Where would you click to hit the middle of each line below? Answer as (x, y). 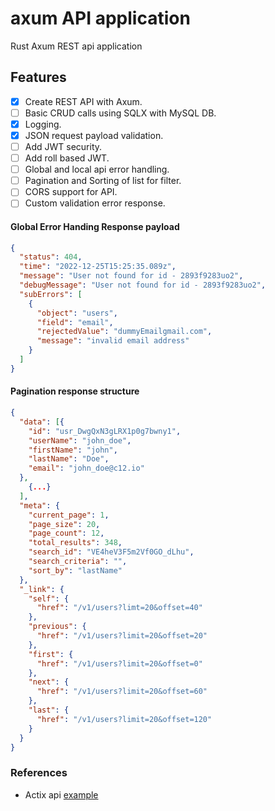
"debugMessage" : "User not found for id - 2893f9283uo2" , (143, 285)
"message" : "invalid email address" (113, 341)
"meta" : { (39, 505)
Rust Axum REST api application (76, 46)
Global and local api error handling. (97, 169)
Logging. (43, 124)
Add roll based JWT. (67, 158)
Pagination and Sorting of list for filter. (103, 181)
